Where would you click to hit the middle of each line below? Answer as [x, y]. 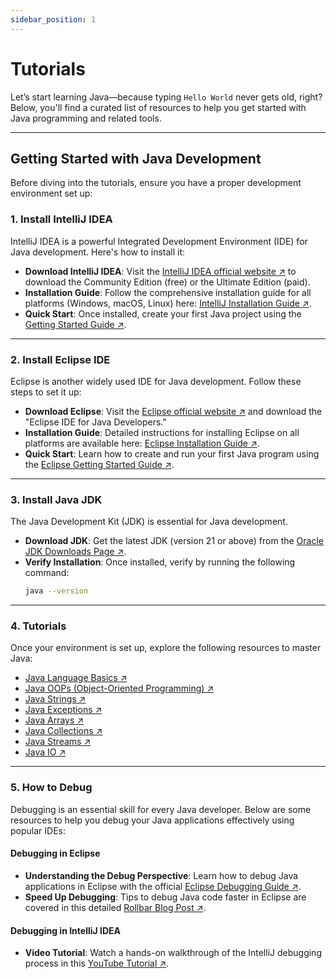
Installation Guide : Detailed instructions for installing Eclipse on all [162, 432]
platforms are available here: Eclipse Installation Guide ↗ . [142, 443]
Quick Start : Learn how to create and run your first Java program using [172, 453]
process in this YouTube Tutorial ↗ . [97, 963]
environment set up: [51, 193]
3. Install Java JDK [56, 499]
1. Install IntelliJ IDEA [61, 219]
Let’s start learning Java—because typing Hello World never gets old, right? [166, 97]
